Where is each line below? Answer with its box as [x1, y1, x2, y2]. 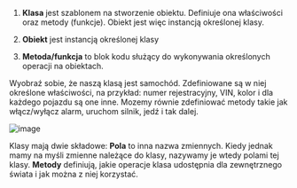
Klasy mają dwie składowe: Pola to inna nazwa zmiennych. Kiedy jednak [9, 141, 273, 151]
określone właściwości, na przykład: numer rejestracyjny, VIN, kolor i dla [9, 88, 273, 98]
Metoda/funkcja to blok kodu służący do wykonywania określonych [21, 51, 270, 61]
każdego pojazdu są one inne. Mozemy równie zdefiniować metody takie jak [9, 97, 288, 107]
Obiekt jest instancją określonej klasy [21, 35, 160, 44]
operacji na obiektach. [21, 61, 104, 71]
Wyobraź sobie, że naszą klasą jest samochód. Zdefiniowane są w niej [9, 78, 267, 88]
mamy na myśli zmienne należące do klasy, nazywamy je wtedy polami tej [9, 150, 279, 161]
